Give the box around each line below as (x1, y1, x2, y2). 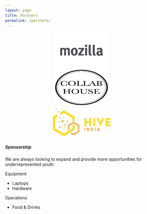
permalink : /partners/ (5, 18, 51, 23)
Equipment (5, 171, 27, 177)
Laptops (12, 180, 29, 186)
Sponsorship (5, 144, 32, 150)
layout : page (5, 8, 32, 13)
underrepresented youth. (5, 161, 55, 167)
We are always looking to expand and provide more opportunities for (5, 156, 142, 162)
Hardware (12, 185, 33, 192)
